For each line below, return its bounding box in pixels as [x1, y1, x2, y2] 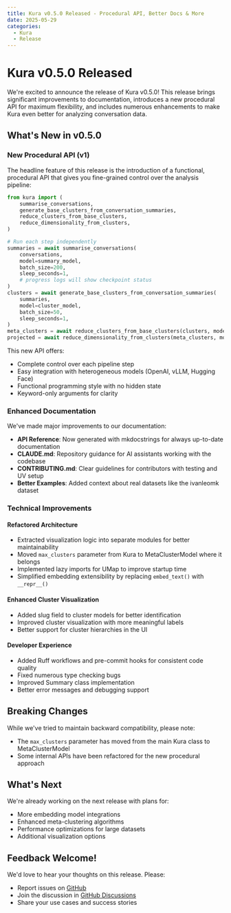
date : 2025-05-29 [7, 16, 57, 23]
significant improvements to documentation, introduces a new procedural [7, 96, 215, 104]
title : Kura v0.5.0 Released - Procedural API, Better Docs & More [7, 10, 205, 17]
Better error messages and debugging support [16, 685, 149, 694]
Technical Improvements [7, 503, 92, 513]
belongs [16, 558, 41, 566]
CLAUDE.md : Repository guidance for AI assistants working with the [16, 450, 212, 458]
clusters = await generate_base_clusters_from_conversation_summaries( [7, 289, 217, 296]
